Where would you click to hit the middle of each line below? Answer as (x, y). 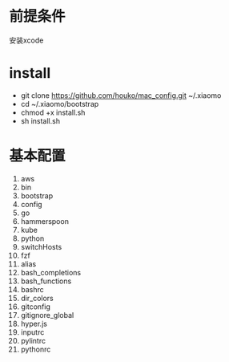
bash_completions (51, 272)
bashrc (32, 289)
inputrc (32, 332)
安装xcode (26, 40)
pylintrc (33, 340)
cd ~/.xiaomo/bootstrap (60, 104)
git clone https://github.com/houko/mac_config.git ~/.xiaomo (121, 95)
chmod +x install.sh (53, 112)
